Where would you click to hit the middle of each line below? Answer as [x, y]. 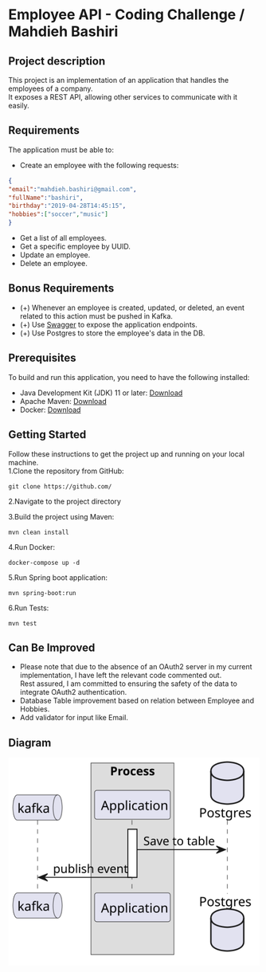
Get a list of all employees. [63, 238]
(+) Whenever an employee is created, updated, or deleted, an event [132, 308]
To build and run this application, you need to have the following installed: [129, 377]
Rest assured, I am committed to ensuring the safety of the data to [128, 684]
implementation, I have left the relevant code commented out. [121, 676]
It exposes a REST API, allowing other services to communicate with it [123, 97]
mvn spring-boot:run [43, 593]
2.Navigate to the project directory [65, 501]
